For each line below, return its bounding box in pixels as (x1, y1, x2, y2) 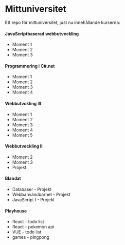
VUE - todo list (12, 229, 42, 235)
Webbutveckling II (5, 143, 43, 149)
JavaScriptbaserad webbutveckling (5, 31, 79, 37)
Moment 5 (12, 132, 33, 138)
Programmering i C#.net (5, 63, 55, 69)
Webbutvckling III (5, 100, 41, 106)
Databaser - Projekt (12, 186, 52, 192)
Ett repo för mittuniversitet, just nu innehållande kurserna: (5, 19, 121, 25)
